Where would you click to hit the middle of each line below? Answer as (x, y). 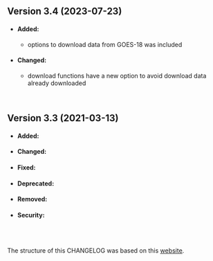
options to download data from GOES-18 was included (105, 44)
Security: (31, 215)
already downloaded (57, 83)
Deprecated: (36, 183)
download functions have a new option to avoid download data (117, 75)
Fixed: (26, 167)
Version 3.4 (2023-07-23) (65, 11)
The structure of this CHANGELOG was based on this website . (96, 250)
